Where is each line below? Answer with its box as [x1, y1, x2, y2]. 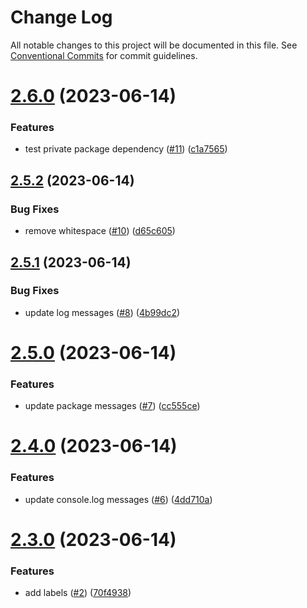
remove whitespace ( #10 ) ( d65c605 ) [24, 225, 176, 237]
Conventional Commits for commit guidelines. [10, 49, 198, 61]
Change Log [10, 6, 113, 29]
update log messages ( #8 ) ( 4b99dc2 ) [24, 306, 181, 318]
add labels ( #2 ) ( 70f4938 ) [24, 587, 132, 599]
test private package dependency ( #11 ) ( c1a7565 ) [24, 143, 228, 155]
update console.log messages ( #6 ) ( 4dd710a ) [24, 493, 213, 505]
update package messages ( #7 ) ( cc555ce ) [24, 400, 201, 412]
